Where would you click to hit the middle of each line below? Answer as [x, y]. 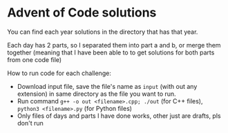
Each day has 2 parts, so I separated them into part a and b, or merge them [114, 45]
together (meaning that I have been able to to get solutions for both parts [111, 52]
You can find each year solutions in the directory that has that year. [103, 32]
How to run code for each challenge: [59, 73]
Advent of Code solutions [82, 13]
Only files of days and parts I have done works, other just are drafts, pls [119, 116]
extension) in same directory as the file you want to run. [96, 94]
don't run [30, 123]
